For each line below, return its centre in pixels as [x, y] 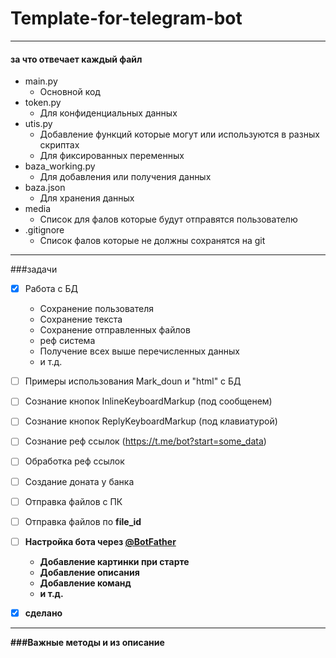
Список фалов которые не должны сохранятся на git [152, 241]
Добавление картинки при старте [114, 561]
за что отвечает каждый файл [76, 59]
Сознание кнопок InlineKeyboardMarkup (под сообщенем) [148, 401]
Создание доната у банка [79, 481]
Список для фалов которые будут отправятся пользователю [168, 219]
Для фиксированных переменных [112, 156]
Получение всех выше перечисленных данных [139, 351]
